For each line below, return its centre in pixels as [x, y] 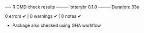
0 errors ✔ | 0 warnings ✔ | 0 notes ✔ [43, 16]
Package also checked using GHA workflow [57, 25]
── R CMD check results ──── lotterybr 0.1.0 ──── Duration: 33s [72, 7]
